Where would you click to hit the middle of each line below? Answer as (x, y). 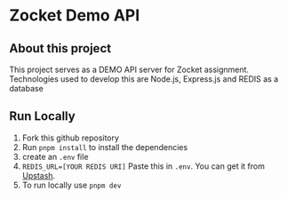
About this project (60, 48)
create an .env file (55, 156)
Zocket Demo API (75, 16)
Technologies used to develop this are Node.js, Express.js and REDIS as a (144, 79)
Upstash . (39, 175)
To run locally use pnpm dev (72, 185)
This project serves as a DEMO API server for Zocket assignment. (129, 69)
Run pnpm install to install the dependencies (105, 147)
